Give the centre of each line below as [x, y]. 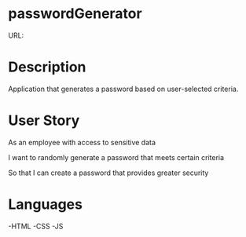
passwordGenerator [75, 14]
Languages [45, 204]
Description [47, 67]
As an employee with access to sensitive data [82, 142]
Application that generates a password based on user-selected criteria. [123, 89]
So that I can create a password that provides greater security [108, 173]
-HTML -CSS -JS [36, 226]
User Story [44, 120]
